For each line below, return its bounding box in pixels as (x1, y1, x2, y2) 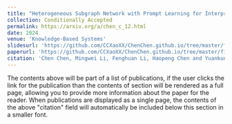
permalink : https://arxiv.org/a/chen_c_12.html (7, 23, 147, 30)
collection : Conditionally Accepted (7, 17, 113, 23)
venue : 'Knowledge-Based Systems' (7, 36, 107, 43)
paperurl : (7, 49, 36, 56)
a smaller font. (7, 110, 48, 118)
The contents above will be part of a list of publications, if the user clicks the (7, 74, 224, 82)
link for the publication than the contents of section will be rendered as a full (7, 81, 224, 90)
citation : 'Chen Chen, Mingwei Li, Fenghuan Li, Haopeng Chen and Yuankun (7, 55, 227, 62)
